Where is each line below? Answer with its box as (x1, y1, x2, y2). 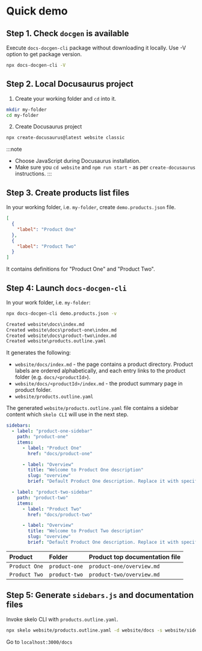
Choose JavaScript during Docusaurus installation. (14, 157, 141, 165)
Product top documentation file (89, 553, 181, 561)
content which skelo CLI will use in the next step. (6, 411, 129, 418)
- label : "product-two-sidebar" (11, 489, 93, 495)
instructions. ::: (14, 170, 52, 177)
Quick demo (6, 4, 68, 18)
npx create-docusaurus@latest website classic (6, 134, 125, 141)
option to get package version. (6, 51, 82, 58)
